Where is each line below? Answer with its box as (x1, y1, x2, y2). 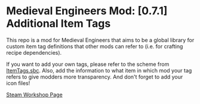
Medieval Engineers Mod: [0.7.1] (6, 4, 168, 18)
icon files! (6, 79, 30, 87)
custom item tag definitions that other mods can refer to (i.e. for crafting (6, 43, 183, 50)
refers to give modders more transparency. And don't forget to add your (6, 73, 183, 80)
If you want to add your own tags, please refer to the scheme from (6, 61, 170, 68)
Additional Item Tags (6, 17, 111, 30)
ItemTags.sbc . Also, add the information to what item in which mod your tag (6, 67, 192, 74)
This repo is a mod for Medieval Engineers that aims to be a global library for (6, 36, 195, 43)
